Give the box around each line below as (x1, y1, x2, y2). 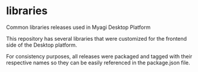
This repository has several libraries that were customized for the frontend (6, 35, 187, 42)
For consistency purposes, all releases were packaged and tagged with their (6, 53, 193, 60)
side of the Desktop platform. (6, 41, 77, 48)
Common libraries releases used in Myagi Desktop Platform (6, 24, 151, 31)
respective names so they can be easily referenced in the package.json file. (6, 59, 190, 66)
